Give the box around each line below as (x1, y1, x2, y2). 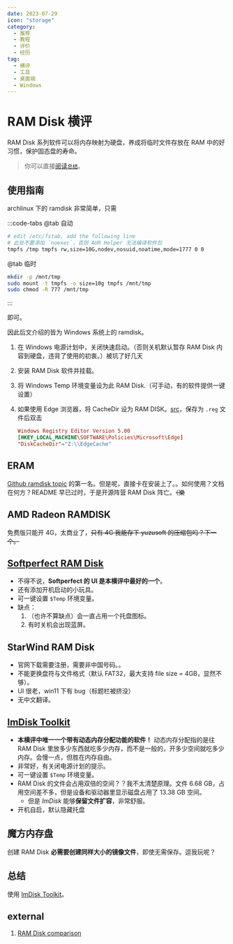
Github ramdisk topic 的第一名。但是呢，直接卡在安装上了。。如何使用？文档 (7, 479, 225, 487)
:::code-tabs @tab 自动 (7, 219, 73, 227)
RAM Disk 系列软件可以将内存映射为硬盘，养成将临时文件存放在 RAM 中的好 (7, 138, 225, 147)
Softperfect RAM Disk (7, 557, 104, 569)
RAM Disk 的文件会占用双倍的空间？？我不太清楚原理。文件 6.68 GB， (17, 779, 219, 788)
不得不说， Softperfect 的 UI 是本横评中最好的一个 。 (17, 577, 166, 585)
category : (7, 23, 36, 30)
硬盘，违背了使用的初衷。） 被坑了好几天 (29, 352, 143, 360)
